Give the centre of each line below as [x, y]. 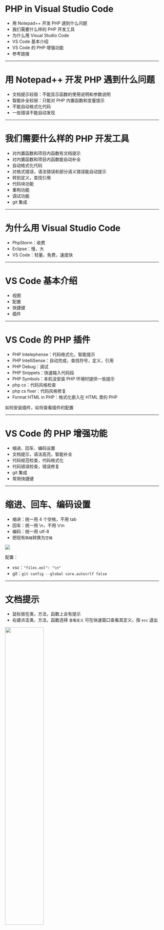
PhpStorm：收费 [29, 242]
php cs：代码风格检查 [34, 385]
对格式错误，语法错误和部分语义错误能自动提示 [59, 171]
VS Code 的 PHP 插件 [48, 340]
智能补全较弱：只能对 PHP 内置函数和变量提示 [58, 100]
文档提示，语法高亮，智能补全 [42, 454]
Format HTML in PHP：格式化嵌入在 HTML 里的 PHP [65, 397]
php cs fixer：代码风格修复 [39, 391]
